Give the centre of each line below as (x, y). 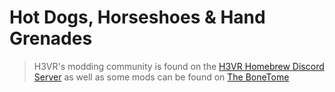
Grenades (51, 38)
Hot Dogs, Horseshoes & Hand (137, 17)
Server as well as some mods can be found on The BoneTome (161, 77)
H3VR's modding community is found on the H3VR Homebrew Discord (179, 66)
